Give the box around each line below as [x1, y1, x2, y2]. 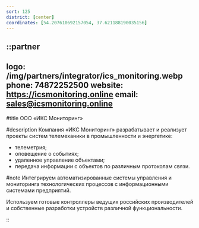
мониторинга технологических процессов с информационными [6, 180, 169, 187]
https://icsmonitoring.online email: [6, 89, 138, 99]
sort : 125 [6, 8, 31, 15]
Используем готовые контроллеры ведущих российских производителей [6, 198, 194, 205]
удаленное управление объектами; [14, 156, 105, 163]
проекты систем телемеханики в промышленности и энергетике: [6, 132, 173, 139]
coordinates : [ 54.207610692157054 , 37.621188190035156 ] [6, 20, 147, 25]
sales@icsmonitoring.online [6, 99, 113, 109]
